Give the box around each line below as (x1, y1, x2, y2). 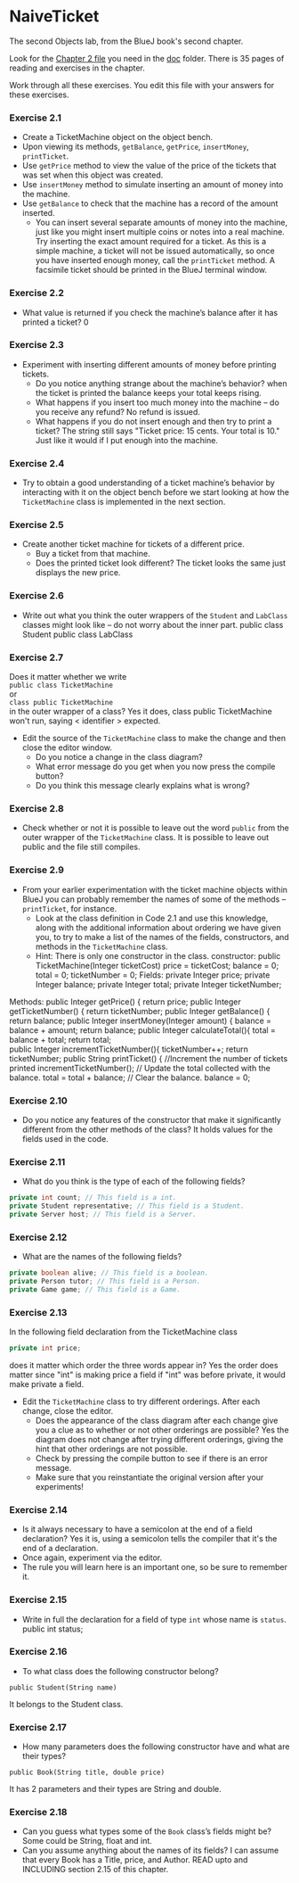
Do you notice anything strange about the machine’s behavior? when (35, 377, 287, 389)
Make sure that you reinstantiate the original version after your (35, 1472, 264, 1482)
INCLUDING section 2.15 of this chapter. (21, 1864, 169, 1875)
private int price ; (9, 1344, 82, 1353)
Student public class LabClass (21, 629, 133, 640)
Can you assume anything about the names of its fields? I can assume (21, 1845, 279, 1856)
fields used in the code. (21, 1133, 109, 1144)
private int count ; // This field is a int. (9, 1193, 177, 1202)
